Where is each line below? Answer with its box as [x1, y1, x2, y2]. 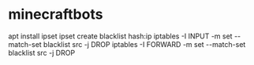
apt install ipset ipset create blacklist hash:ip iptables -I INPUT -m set [8, 31, 233, 41]
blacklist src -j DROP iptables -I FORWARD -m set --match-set [43, 39, 246, 49]
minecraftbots [8, 5, 103, 23]
